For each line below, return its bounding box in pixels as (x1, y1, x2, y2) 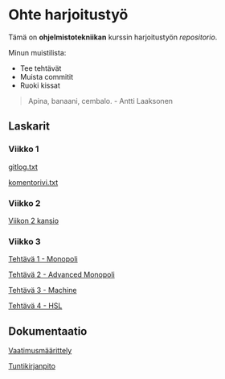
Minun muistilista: (8, 47, 67, 57)
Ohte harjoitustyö (8, 6, 129, 24)
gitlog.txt (8, 162, 39, 171)
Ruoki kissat (19, 80, 60, 90)
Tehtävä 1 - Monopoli (8, 254, 78, 264)
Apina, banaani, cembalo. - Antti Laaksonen (27, 96, 174, 105)
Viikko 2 (8, 197, 41, 208)
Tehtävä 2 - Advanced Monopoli (8, 270, 115, 279)
